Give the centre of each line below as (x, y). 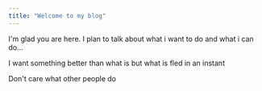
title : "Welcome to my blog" (57, 16)
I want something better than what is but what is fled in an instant (117, 63)
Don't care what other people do (62, 78)
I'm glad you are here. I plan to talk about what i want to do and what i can (131, 39)
